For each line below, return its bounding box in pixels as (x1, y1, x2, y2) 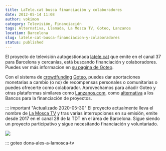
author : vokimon (5, 16, 39, 21)
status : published (5, 40, 44, 45)
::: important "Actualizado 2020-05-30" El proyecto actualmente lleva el (5, 104, 154, 110)
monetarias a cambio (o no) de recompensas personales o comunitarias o (5, 79, 158, 85)
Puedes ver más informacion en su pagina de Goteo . (5, 64, 114, 70)
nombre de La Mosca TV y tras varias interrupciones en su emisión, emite (5, 110, 158, 116)
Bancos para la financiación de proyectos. (5, 95, 92, 101)
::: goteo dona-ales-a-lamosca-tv (5, 139, 74, 145)
